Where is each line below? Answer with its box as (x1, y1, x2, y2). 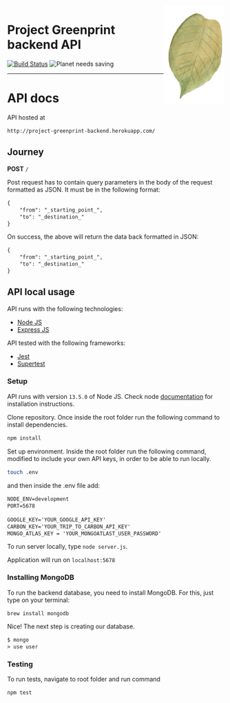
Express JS (17, 325, 50, 333)
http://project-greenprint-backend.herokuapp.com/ (7, 127, 156, 134)
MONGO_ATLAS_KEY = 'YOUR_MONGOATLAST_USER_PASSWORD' (7, 530, 162, 537)
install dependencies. (7, 420, 67, 429)
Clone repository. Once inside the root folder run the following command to (7, 413, 220, 421)
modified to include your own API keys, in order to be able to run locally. (7, 454, 211, 462)
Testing (7, 659, 33, 668)
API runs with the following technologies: (7, 304, 123, 312)
